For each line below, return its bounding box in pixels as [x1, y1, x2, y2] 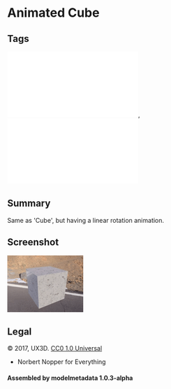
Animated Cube [7, 5, 100, 21]
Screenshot [7, 236, 59, 249]
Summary [7, 198, 51, 210]
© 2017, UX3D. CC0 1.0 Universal [7, 344, 103, 353]
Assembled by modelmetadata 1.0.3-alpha [7, 374, 133, 382]
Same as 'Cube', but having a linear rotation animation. [7, 216, 165, 224]
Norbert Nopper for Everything [17, 358, 106, 366]
